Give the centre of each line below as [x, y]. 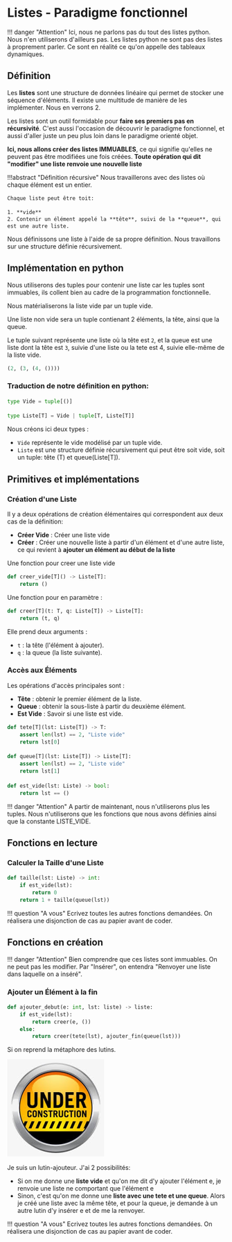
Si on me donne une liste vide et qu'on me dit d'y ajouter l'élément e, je [119, 1181]
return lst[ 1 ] [40, 771]
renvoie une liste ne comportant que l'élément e [86, 1189]
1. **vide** [24, 212]
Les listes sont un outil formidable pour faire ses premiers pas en [100, 121]
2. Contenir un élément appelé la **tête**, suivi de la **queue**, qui [114, 219]
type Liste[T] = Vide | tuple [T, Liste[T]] [71, 416]
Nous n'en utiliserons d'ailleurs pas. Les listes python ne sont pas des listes [115, 39]
